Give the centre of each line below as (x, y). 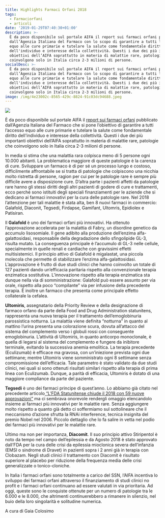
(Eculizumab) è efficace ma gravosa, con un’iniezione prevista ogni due (77, 353)
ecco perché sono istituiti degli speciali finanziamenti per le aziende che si (80, 192)
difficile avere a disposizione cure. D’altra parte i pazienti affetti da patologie (82, 182)
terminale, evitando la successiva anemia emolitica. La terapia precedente (80, 347)
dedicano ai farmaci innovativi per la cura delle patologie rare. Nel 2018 (77, 197)
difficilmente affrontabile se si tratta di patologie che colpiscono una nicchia (82, 171)
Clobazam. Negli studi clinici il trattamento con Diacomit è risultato (72, 455)
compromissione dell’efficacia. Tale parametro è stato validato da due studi (81, 363)
